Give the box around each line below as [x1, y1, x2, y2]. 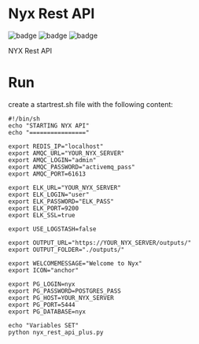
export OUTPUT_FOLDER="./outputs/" [8, 246, 125, 253]
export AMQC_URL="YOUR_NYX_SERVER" [8, 149, 125, 157]
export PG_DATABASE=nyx [8, 308, 87, 316]
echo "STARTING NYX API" [8, 121, 90, 130]
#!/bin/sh [8, 115, 41, 123]
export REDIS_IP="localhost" [8, 142, 104, 150]
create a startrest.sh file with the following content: [8, 99, 173, 109]
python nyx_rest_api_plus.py [8, 328, 104, 336]
